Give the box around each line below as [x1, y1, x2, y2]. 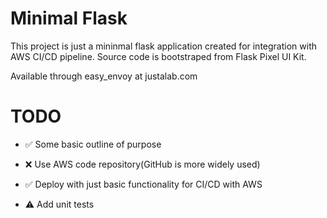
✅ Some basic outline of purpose [24, 138, 162, 150]
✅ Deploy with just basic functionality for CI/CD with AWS [24, 178, 263, 190]
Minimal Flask [10, 7, 128, 30]
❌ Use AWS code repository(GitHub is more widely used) [24, 158, 261, 170]
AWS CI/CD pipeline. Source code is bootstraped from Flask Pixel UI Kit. [10, 50, 307, 62]
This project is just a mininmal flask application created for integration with [10, 40, 317, 52]
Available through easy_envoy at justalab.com [10, 70, 198, 82]
